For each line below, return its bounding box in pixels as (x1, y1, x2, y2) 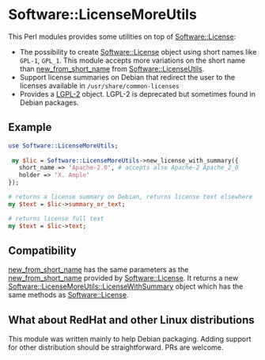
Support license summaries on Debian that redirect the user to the (19, 72, 236, 82)
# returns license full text (8, 214, 104, 223)
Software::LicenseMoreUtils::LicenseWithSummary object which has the (8, 281, 244, 291)
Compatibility (8, 243, 77, 257)
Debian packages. (19, 98, 79, 107)
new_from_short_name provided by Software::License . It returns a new (8, 274, 239, 283)
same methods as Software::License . (8, 290, 129, 300)
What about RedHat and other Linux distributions (8, 313, 255, 327)
